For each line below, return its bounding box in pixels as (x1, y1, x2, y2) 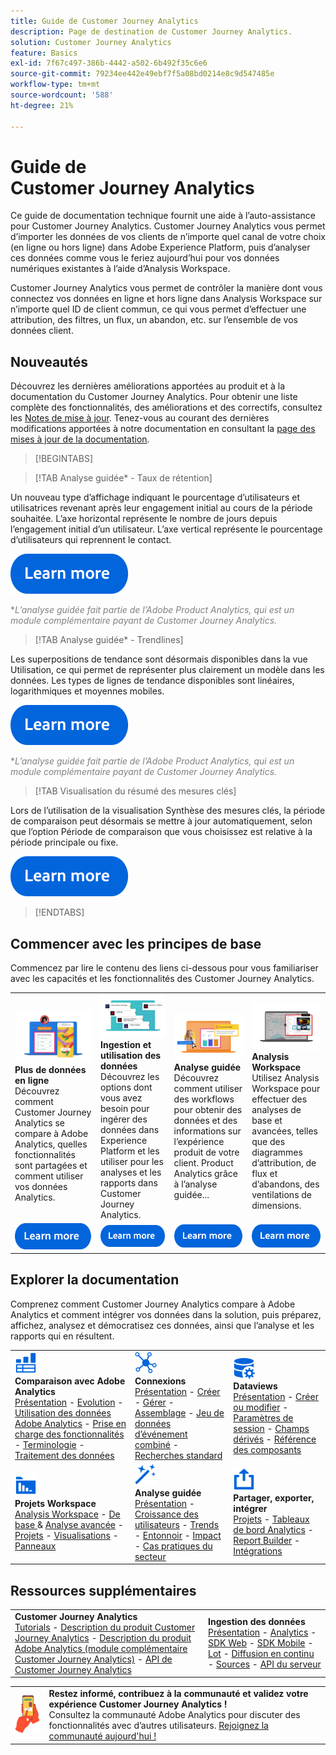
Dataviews (233, 1380, 278, 1392)
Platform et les (100, 1145, 160, 1157)
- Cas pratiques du (134, 1540, 213, 1552)
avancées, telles (251, 1125, 319, 1137)
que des (251, 1136, 286, 1148)
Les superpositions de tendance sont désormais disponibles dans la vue (10, 653, 308, 665)
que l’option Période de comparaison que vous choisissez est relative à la (10, 826, 313, 838)
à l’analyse (173, 1178, 218, 1190)
